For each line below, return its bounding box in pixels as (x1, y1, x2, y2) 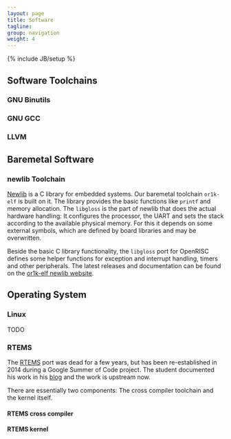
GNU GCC (7, 114, 41, 123)
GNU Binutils (7, 95, 51, 105)
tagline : (7, 23, 32, 30)
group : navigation (7, 29, 60, 37)
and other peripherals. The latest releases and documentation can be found (7, 261, 221, 269)
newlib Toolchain (7, 174, 65, 183)
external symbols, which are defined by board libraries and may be (7, 226, 197, 234)
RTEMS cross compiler (7, 409, 74, 418)
